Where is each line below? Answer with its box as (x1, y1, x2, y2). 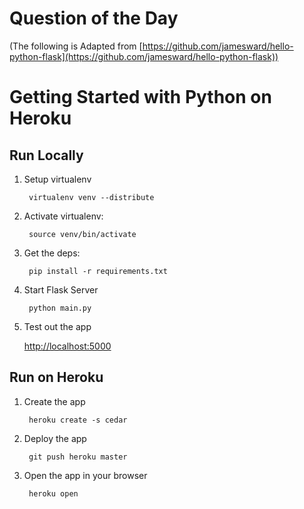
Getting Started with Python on (9, 86, 272, 109)
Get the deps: (23, 247, 81, 259)
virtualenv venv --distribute (28, 192, 155, 202)
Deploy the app (23, 432, 87, 444)
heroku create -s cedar (28, 415, 128, 425)
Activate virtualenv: (23, 210, 104, 222)
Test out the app (23, 320, 92, 332)
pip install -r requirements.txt (28, 266, 168, 276)
